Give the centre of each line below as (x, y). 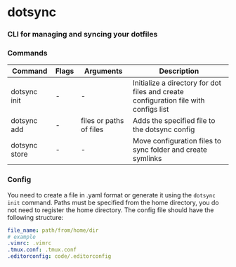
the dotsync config (164, 129)
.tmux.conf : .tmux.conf (42, 250)
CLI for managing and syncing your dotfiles (83, 34)
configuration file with (169, 100)
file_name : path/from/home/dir (53, 230)
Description (179, 71)
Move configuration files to (177, 141)
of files (92, 129)
